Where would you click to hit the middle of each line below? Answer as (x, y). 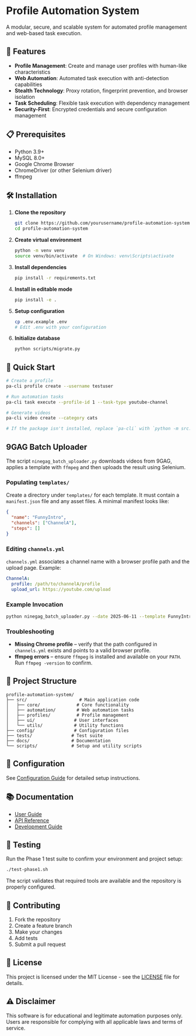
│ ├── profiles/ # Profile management (68, 715)
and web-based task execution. (44, 33)
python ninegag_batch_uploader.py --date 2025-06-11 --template (86, 616)
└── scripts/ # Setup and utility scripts (74, 746)
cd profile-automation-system (51, 229)
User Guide (28, 814)
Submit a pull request (40, 944)
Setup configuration (39, 311)
